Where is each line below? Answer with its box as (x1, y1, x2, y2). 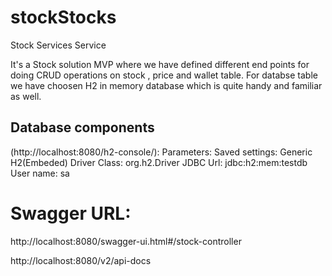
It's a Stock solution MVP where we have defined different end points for (10, 58, 310, 70)
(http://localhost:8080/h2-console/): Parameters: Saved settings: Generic (10, 146, 313, 158)
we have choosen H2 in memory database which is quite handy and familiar (10, 79, 323, 91)
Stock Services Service (10, 39, 107, 51)
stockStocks (10, 6, 117, 29)
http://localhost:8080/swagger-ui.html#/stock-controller (10, 235, 242, 247)
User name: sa (10, 167, 70, 179)
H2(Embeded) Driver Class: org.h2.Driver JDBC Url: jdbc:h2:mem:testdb (10, 156, 308, 168)
